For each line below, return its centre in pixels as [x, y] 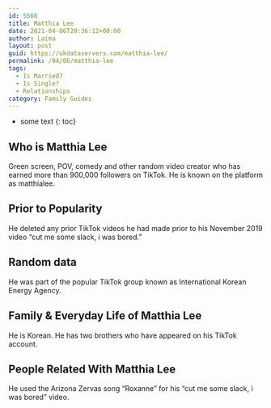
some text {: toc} [48, 121]
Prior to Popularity [55, 209]
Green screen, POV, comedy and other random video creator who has [125, 166]
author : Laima [32, 38]
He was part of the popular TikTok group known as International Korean [127, 282]
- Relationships [43, 91]
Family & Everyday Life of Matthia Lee [105, 316]
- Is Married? [39, 76]
